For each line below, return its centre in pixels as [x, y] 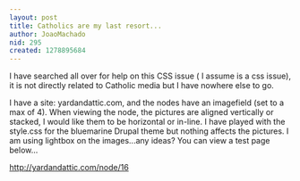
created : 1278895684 [48, 51]
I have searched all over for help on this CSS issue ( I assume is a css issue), [150, 76]
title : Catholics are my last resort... [86, 26]
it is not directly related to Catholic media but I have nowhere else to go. [142, 86]
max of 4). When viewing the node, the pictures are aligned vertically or [141, 112]
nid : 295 [26, 42]
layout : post [34, 17]
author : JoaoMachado [48, 34]
